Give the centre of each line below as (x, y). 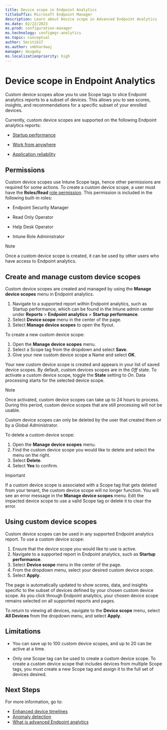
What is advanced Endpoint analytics (50, 722)
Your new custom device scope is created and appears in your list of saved (82, 364)
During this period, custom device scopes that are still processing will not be (84, 405)
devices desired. (29, 674)
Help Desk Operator (33, 227)
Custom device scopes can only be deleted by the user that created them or (83, 420)
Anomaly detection (32, 717)
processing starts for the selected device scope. (55, 380)
